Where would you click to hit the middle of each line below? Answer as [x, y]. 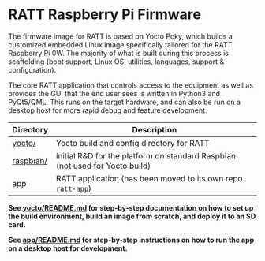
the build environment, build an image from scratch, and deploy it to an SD [132, 216]
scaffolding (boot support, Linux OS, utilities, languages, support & [116, 62]
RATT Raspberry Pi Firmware [105, 15]
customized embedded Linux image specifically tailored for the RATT [120, 44]
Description [155, 129]
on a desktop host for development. [68, 248]
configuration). [32, 69]
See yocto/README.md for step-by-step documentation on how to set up [131, 207]
